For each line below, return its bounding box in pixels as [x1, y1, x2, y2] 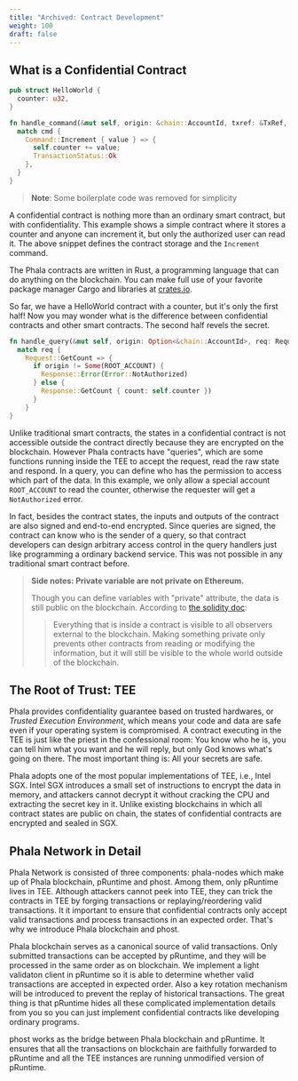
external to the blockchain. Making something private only [52, 629, 266, 639]
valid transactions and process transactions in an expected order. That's [9, 915, 273, 925]
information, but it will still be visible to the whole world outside [52, 647, 284, 658]
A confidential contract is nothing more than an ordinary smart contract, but [9, 210, 286, 220]
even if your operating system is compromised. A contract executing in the [9, 725, 282, 736]
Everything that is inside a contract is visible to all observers [52, 619, 273, 629]
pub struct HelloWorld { [9, 86, 101, 95]
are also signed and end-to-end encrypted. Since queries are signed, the [9, 520, 277, 531]
